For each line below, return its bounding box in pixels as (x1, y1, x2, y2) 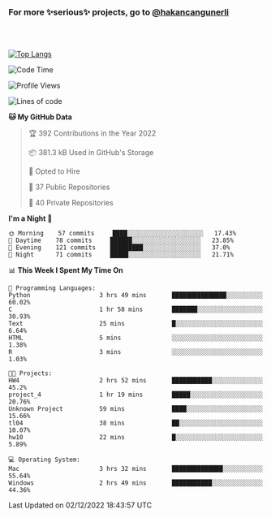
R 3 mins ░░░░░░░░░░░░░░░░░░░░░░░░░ (8, 348, 264, 356)
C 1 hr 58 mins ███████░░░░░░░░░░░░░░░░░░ (8, 305, 264, 314)
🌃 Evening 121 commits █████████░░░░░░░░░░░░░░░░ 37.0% (8, 244, 230, 252)
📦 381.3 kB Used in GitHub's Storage (28, 148, 154, 158)
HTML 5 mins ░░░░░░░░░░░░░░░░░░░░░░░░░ (8, 334, 264, 343)
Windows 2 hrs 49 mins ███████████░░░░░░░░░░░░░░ (8, 479, 264, 487)
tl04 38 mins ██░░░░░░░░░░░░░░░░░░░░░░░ (8, 419, 264, 428)
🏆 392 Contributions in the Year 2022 (28, 128, 157, 138)
